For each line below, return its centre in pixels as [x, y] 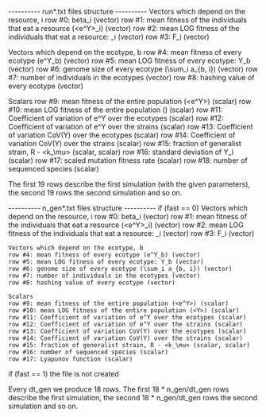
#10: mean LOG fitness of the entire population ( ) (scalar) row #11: [116, 110]
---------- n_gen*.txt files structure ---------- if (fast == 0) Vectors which [128, 208]
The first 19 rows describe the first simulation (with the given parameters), [129, 184]
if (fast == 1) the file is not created [64, 374]
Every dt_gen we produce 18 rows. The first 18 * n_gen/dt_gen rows [119, 389]
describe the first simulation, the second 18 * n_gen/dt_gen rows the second [133, 398]
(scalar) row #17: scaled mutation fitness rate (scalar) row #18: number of [128, 160]
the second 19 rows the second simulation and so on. [95, 193]
